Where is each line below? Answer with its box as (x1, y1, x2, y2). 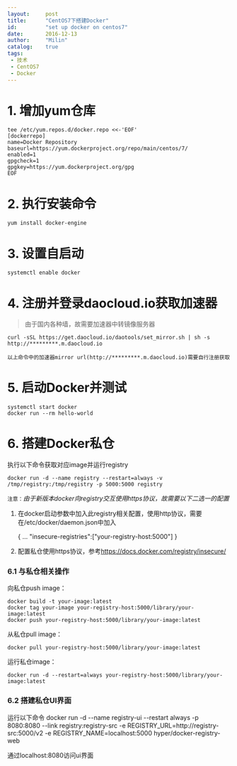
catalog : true (7, 43, 59, 50)
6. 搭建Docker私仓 (7, 436, 115, 452)
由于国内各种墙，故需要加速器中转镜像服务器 (24, 320, 156, 329)
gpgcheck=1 (7, 158, 40, 165)
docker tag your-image (7, 604, 74, 611)
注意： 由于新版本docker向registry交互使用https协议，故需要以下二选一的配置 (7, 494, 230, 503)
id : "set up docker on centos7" (7, 23, 129, 31)
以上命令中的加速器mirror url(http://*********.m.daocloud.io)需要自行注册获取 (7, 354, 230, 361)
